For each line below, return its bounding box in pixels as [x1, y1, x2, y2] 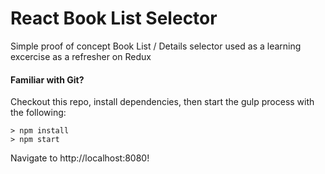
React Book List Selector [10, 7, 218, 30]
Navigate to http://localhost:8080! [10, 152, 150, 164]
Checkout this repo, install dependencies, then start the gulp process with [10, 96, 315, 108]
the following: [10, 107, 67, 119]
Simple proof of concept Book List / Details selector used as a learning [10, 40, 302, 52]
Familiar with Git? [10, 73, 85, 86]
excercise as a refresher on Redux [10, 50, 152, 62]
